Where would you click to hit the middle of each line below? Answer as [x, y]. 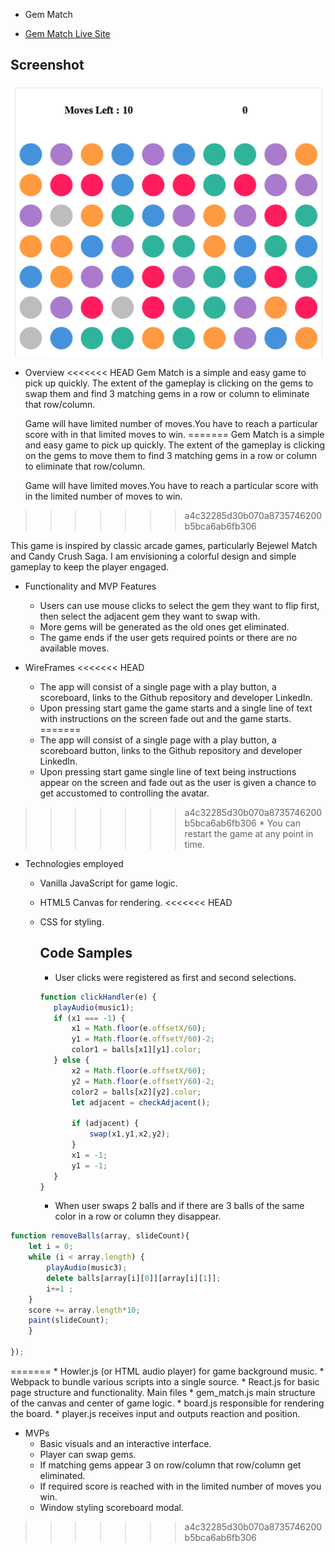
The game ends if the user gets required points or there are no [168, 637]
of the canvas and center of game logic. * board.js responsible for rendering [167, 1403]
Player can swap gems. [88, 1454]
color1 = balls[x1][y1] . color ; [136, 1050]
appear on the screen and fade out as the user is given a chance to [178, 782]
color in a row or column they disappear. [138, 1216]
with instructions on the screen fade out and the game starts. [165, 718]
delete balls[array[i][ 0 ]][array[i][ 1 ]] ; [134, 1278]
